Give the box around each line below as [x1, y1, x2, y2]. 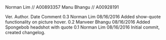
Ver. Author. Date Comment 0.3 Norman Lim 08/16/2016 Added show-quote [5, 14, 161, 19]
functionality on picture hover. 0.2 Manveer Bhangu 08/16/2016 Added [5, 19, 150, 25]
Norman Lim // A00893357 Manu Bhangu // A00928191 [5, 4, 119, 10]
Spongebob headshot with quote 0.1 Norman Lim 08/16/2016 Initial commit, [5, 24, 160, 30]
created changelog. [5, 30, 45, 35]
